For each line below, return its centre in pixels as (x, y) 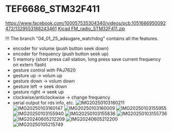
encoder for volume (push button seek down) (61, 48)
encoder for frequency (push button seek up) (61, 54)
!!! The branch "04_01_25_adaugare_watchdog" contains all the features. (82, 38)
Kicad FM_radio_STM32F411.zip (91, 28)
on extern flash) (30, 64)
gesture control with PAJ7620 (44, 70)
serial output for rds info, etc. (43, 102)
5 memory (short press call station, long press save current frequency (87, 59)
